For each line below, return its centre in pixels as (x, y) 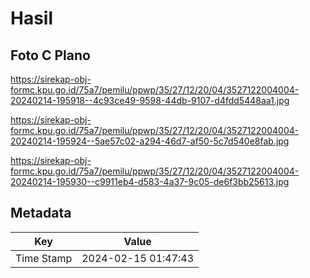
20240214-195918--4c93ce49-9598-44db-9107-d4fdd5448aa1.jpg (150, 100)
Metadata (41, 213)
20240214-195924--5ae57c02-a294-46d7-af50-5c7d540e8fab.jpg (150, 141)
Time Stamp (44, 258)
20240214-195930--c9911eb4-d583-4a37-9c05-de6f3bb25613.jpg (150, 181)
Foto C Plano (50, 55)
